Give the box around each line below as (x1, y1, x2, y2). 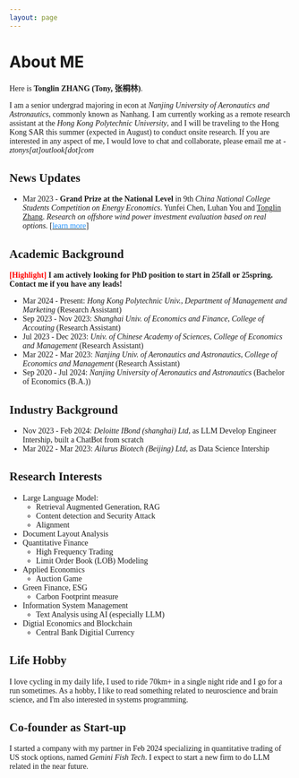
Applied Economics (21, 565, 85, 575)
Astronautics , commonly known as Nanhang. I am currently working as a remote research (9, 109, 291, 119)
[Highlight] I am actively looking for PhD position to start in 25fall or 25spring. (9, 271, 273, 281)
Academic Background (9, 246, 124, 261)
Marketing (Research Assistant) (21, 306, 123, 315)
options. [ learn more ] (21, 221, 90, 231)
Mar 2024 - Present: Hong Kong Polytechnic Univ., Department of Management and (21, 297, 287, 306)
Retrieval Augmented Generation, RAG (35, 502, 161, 512)
